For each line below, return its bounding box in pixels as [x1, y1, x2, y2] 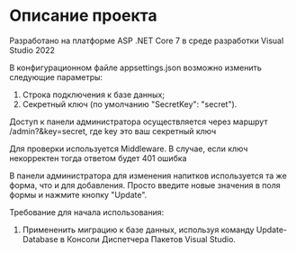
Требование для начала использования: [9, 206, 165, 217]
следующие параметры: [9, 71, 103, 82]
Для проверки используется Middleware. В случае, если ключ [9, 143, 248, 154]
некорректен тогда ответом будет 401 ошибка [9, 152, 187, 163]
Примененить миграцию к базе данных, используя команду [22, 224, 255, 235]
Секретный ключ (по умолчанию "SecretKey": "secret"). [22, 98, 238, 109]
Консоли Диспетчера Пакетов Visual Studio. [67, 233, 237, 244]
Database [22, 233, 58, 244]
